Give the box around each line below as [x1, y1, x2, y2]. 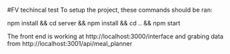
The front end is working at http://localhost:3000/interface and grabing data [7, 32, 224, 40]
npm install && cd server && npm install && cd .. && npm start [7, 19, 181, 27]
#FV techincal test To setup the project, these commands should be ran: [7, 6, 213, 14]
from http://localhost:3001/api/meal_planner [7, 40, 133, 47]
